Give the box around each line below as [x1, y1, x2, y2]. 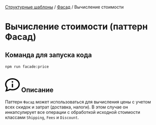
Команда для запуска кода [5, 51, 92, 59]
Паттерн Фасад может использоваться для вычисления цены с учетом [5, 99, 151, 105]
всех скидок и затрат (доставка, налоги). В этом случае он [5, 104, 128, 110]
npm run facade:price [5, 64, 49, 69]
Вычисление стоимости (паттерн [5, 21, 148, 32]
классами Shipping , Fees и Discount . [5, 114, 79, 120]
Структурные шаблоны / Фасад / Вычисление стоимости [5, 4, 124, 10]
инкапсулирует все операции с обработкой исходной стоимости [5, 109, 140, 115]
